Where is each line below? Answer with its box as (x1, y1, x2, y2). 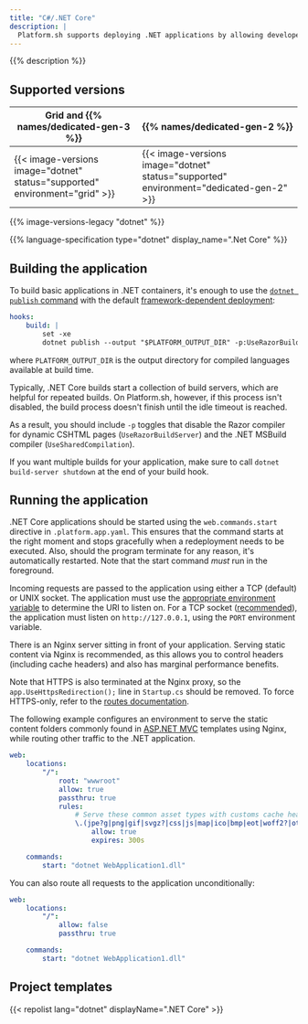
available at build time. (9, 364, 94, 375)
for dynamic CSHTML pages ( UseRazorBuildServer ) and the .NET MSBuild (9, 429, 287, 440)
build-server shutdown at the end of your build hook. (9, 465, 209, 476)
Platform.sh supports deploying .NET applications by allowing (17, 30, 263, 39)
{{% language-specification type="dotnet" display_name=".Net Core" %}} (9, 234, 288, 245)
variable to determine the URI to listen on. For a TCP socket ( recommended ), (9, 603, 298, 613)
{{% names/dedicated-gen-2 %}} (142, 121, 293, 133)
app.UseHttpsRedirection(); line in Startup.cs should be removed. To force (9, 687, 294, 698)
